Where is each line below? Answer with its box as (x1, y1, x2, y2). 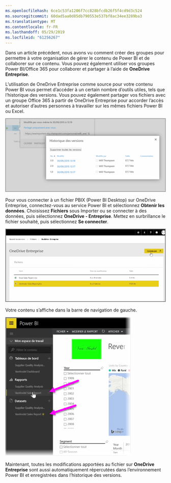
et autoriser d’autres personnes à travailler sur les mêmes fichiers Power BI (5, 103, 163, 109)
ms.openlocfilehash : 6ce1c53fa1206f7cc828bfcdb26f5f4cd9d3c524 (5, 8, 142, 13)
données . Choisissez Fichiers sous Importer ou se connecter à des (5, 208, 147, 214)
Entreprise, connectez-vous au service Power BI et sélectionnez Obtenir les (5, 203, 165, 209)
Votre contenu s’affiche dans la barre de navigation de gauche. (5, 307, 137, 313)
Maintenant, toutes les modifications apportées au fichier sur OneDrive (5, 461, 155, 467)
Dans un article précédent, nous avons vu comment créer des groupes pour (5, 50, 164, 55)
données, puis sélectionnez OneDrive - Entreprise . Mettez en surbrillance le (5, 213, 166, 219)
